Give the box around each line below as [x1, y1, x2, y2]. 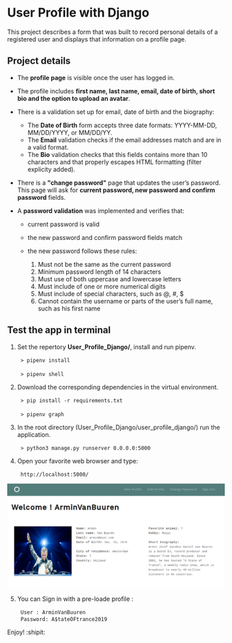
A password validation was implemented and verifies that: [17, 206, 184, 215]
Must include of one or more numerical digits [37, 282, 166, 290]
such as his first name [37, 304, 101, 313]
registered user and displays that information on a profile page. [7, 35, 186, 43]
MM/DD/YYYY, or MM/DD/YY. [27, 128, 113, 136]
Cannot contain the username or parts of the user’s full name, [37, 297, 213, 305]
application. [17, 430, 51, 438]
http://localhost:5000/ [20, 471, 89, 478]
